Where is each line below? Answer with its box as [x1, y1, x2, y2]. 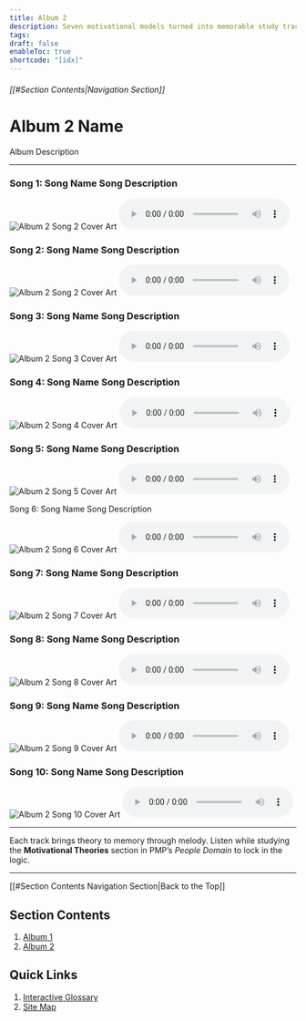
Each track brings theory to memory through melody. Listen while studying [9, 835, 290, 846]
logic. [9, 854, 30, 866]
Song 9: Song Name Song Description [9, 699, 180, 712]
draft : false [9, 38, 59, 48]
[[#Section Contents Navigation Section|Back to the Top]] [9, 881, 226, 892]
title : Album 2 [9, 13, 67, 23]
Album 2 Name [9, 116, 124, 137]
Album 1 [22, 932, 53, 943]
